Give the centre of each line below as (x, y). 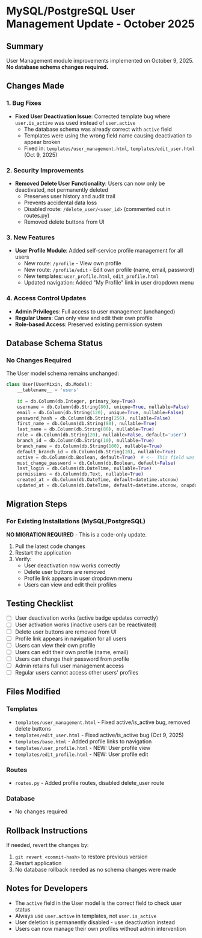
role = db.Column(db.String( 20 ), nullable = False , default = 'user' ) (102, 435)
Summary (25, 46)
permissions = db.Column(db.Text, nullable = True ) (81, 474)
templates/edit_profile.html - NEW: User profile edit (81, 754)
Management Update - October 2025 (101, 24)
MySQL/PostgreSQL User (71, 11)
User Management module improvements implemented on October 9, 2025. (100, 61)
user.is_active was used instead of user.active (75, 122)
